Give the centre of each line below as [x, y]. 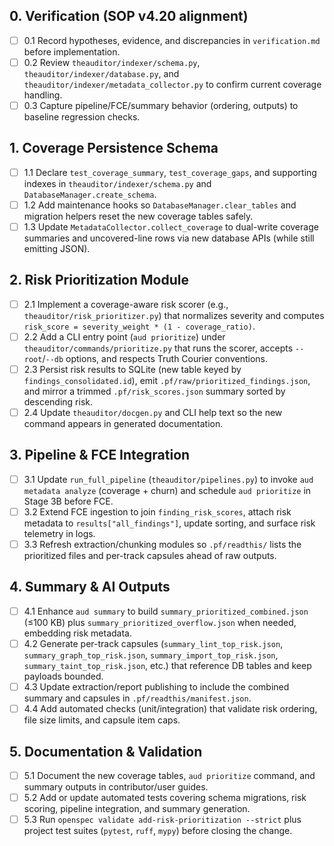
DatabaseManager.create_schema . [90, 194]
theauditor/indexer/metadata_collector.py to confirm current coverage [172, 84]
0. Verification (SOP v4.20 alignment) [129, 16]
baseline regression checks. [82, 117]
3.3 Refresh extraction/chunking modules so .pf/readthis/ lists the [162, 544]
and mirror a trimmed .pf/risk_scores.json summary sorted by [154, 391]
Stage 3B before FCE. [68, 501]
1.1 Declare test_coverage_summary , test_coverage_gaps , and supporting [170, 172]
